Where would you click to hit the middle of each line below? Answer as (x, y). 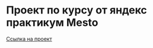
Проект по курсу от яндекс (76, 10)
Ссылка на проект (29, 39)
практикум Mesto (52, 23)
